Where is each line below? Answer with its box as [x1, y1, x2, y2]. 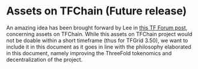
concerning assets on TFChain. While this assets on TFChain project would [6, 30, 193, 37]
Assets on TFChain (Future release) [6, 4, 187, 18]
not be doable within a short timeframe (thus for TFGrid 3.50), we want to [6, 37, 188, 44]
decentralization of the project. [6, 56, 83, 63]
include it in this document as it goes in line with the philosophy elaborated [6, 43, 191, 50]
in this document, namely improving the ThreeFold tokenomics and [6, 49, 172, 56]
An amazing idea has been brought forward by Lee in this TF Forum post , [6, 24, 188, 31]
